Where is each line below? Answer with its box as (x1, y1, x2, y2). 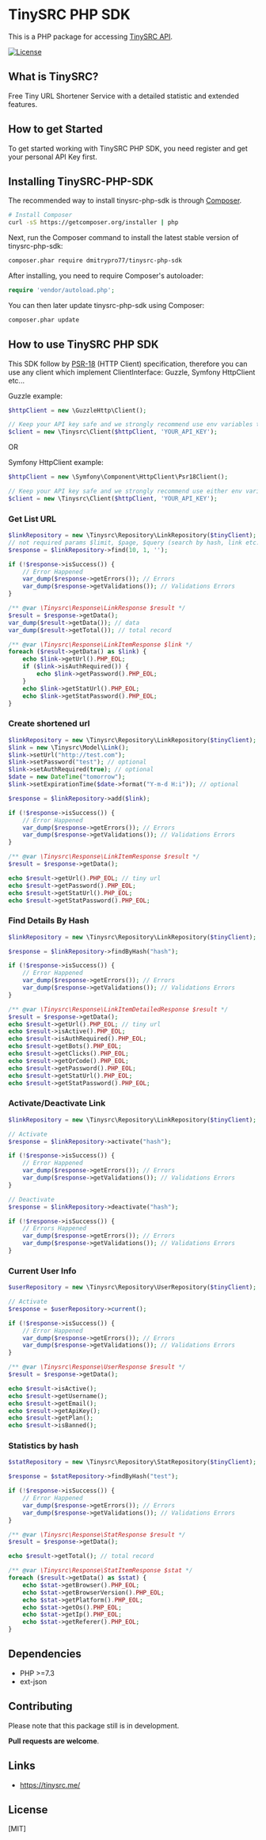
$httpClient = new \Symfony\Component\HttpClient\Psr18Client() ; (8, 473, 228, 481)
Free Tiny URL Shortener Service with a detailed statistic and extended (8, 91, 240, 101)
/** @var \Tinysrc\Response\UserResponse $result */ (8, 1363, 186, 1371)
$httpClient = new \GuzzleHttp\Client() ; (8, 406, 147, 414)
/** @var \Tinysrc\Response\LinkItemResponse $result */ (8, 853, 200, 861)
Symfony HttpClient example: (8, 458, 104, 467)
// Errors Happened (22, 1225, 87, 1232)
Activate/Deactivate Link (8, 1098, 106, 1109)
